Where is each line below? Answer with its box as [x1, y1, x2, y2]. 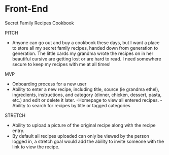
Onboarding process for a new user [12, 81, 87, 87]
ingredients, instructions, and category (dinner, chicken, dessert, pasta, [12, 91, 162, 98]
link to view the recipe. [12, 143, 60, 150]
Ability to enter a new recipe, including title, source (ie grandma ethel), [12, 86, 159, 92]
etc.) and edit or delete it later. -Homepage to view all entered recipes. [12, 97, 159, 103]
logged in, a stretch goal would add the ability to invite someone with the [12, 138, 164, 144]
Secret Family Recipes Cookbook [5, 20, 74, 26]
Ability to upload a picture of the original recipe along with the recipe [12, 122, 156, 128]
